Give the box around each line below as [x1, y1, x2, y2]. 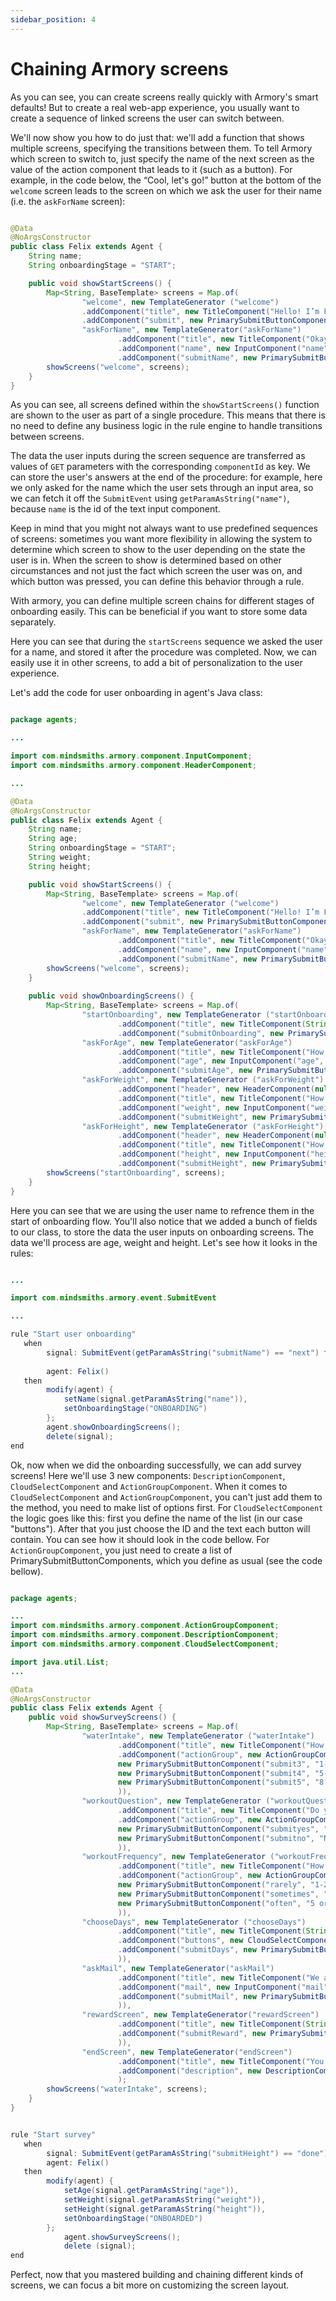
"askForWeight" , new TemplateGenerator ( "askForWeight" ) [81, 1075, 325, 1085]
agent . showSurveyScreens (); [63, 2232, 182, 2242]
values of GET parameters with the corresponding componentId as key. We [10, 461, 311, 473]
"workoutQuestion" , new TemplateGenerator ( [81, 1796, 271, 1806]
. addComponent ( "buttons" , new [117, 1936, 244, 1946]
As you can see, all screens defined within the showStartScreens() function [10, 399, 320, 411]
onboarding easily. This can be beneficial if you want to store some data [10, 606, 308, 618]
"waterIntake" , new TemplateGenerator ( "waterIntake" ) [81, 1731, 315, 1741]
